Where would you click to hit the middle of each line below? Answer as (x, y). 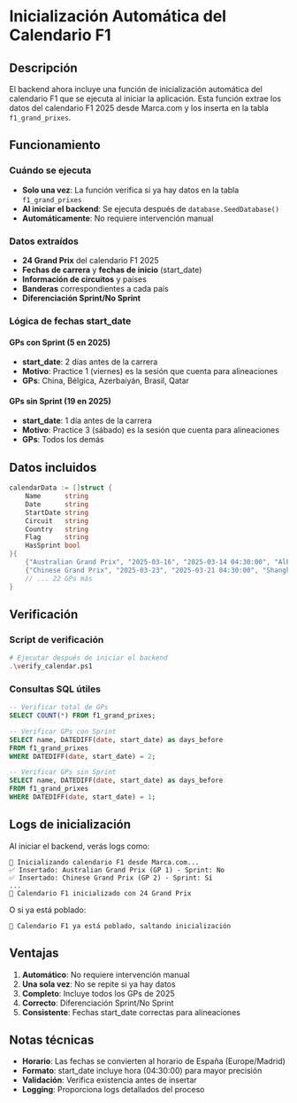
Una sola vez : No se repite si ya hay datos (99, 984)
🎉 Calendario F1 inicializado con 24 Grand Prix (100, 893)
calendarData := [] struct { (61, 488)
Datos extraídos (44, 241)
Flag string (57, 537)
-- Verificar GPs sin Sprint (63, 772)
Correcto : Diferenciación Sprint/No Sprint (98, 1003)
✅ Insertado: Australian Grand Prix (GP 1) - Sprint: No (117, 870)
